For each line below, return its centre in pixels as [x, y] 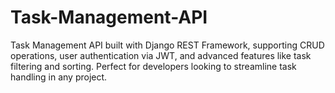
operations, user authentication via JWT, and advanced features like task [161, 55]
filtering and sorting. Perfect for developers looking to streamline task [153, 66]
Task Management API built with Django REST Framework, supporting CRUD [167, 45]
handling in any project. [59, 77]
